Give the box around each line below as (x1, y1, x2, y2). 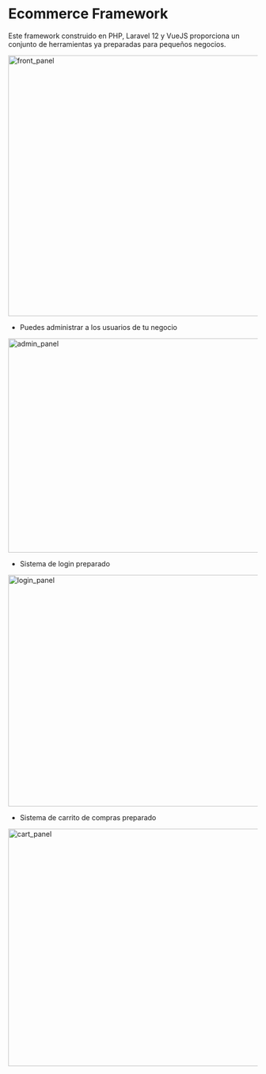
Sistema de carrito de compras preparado (19, 812, 157, 822)
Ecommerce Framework (8, 5, 169, 23)
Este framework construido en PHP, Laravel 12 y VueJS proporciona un (8, 31, 240, 40)
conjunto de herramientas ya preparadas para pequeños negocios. (8, 39, 226, 48)
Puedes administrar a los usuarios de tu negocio (19, 322, 178, 332)
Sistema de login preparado (19, 558, 111, 568)
